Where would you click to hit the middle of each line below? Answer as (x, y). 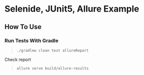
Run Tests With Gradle (32, 41)
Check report (18, 60)
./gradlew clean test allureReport (53, 50)
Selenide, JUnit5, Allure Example (72, 9)
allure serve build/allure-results (53, 68)
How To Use (23, 27)
